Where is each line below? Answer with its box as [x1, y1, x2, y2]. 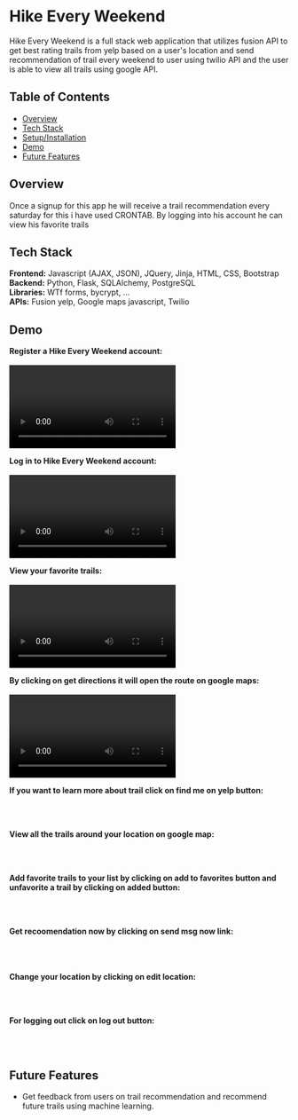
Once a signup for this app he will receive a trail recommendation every [9, 200, 271, 210]
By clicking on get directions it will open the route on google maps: [9, 675, 260, 686]
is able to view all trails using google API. [9, 64, 159, 75]
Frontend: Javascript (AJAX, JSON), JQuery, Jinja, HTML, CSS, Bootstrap [9, 268, 279, 279]
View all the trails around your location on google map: [9, 829, 215, 840]
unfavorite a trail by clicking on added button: [9, 882, 181, 893]
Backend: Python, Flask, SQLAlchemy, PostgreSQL [9, 278, 196, 288]
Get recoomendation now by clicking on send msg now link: [9, 926, 234, 937]
